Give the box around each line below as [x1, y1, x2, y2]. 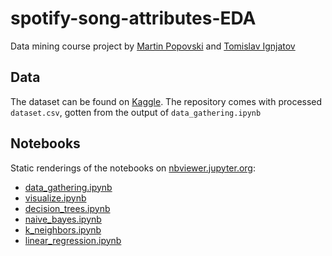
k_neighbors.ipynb [24, 223, 102, 236]
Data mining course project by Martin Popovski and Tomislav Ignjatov [10, 40, 296, 52]
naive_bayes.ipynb [24, 213, 102, 225]
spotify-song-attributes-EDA [10, 7, 257, 30]
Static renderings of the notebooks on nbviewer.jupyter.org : [10, 162, 256, 174]
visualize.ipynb [24, 192, 87, 204]
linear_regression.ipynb [24, 234, 122, 246]
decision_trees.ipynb [24, 202, 111, 214]
